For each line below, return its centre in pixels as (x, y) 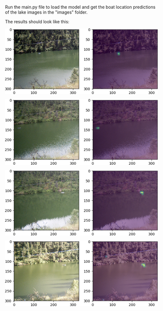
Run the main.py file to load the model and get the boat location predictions (80, 7)
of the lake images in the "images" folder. (46, 12)
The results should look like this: (37, 22)
